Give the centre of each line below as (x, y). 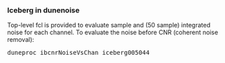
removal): (21, 40)
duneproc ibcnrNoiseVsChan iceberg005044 (79, 53)
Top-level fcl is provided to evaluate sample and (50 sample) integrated (109, 25)
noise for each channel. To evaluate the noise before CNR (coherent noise (113, 32)
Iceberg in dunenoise (43, 10)
